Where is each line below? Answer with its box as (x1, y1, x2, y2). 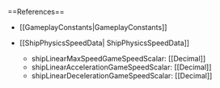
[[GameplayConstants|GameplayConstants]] (19, 23, 167, 31)
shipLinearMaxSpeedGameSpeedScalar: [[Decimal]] (31, 54, 206, 63)
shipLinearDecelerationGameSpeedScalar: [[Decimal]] (31, 71, 213, 80)
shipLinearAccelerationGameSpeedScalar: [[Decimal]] (31, 62, 212, 72)
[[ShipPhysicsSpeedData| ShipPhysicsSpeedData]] (19, 38, 190, 48)
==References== (7, 7, 65, 16)
